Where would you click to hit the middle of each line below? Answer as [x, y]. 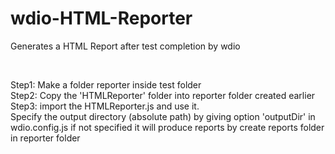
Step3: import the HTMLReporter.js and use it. [105, 106]
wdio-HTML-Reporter [101, 18]
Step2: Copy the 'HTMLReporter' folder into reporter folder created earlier [163, 95]
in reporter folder [45, 138]
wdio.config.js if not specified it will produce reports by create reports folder [167, 127]
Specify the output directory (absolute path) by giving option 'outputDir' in [163, 116]
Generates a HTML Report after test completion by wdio [125, 46]
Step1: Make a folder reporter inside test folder [106, 84]
